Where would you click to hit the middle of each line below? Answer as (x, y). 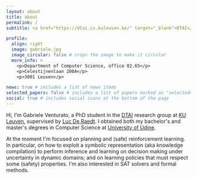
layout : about (23, 11)
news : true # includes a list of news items (61, 88)
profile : (17, 39)
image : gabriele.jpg (36, 50)
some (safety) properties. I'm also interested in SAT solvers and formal (91, 164)
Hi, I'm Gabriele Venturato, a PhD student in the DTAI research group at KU (96, 115)
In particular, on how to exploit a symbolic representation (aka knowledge (95, 145)
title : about (22, 17)
